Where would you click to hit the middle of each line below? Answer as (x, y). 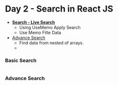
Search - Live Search (33, 22)
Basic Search (21, 60)
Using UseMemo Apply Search (50, 27)
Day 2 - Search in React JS (59, 9)
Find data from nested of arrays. (51, 42)
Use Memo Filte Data (40, 32)
